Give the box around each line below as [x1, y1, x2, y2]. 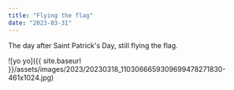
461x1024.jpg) [8, 73, 54, 82]
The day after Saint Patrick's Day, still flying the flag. [8, 40, 179, 50]
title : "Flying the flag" [8, 11, 93, 20]
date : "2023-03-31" [8, 19, 72, 27]
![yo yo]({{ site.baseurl [8, 56, 81, 66]
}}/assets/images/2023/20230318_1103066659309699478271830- [8, 64, 226, 73]
